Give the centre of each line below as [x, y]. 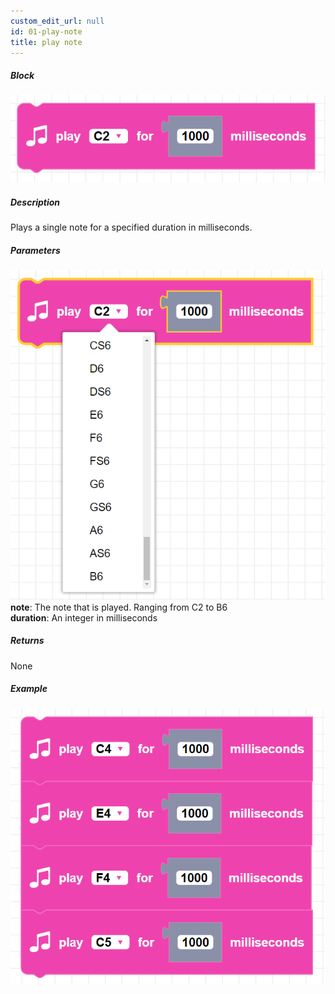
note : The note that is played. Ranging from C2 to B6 [119, 607]
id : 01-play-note [46, 31]
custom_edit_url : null [57, 21]
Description [35, 202]
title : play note [46, 42]
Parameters [35, 250]
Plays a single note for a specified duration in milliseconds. [131, 227]
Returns [27, 641]
